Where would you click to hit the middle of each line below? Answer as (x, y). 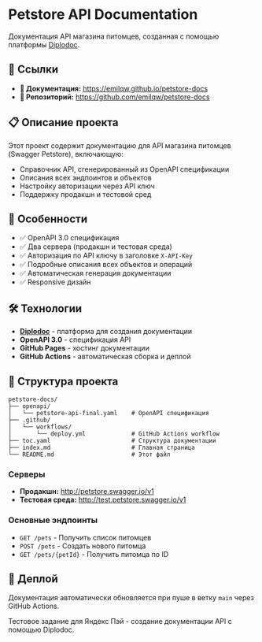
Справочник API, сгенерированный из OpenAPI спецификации (124, 169)
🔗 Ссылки (33, 70)
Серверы (27, 474)
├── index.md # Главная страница (101, 447)
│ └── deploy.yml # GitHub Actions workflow (114, 434)
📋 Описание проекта (63, 122)
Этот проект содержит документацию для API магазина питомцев (120, 145)
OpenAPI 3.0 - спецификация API (75, 340)
